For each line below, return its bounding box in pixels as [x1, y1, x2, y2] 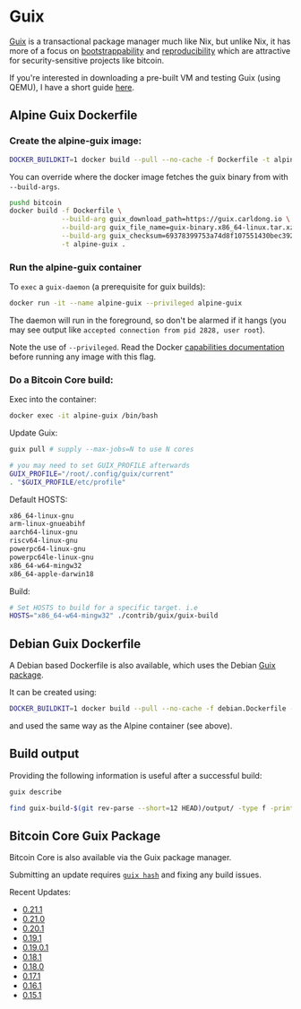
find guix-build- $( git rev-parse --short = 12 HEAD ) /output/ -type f [9, 804, 267, 813]
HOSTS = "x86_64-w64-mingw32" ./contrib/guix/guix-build [9, 611, 219, 620]
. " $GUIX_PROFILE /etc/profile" [9, 478, 126, 487]
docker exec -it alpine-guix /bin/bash [9, 411, 159, 420]
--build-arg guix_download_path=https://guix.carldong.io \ [61, 215, 291, 224]
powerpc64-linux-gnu [9, 545, 87, 554]
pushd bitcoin [9, 198, 63, 207]
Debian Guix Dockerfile [9, 636, 142, 651]
